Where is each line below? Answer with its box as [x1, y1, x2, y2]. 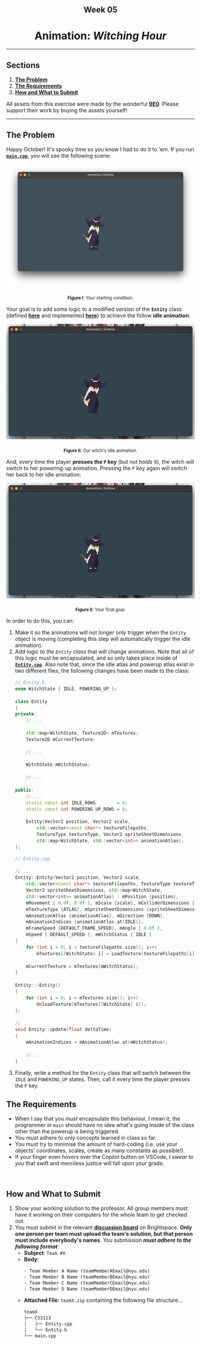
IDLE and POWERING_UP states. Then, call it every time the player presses [14, 1076, 190, 1083]
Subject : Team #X [23, 1250, 66, 1257]
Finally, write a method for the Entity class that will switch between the [14, 1069, 191, 1076]
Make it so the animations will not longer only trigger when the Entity [14, 629, 187, 636]
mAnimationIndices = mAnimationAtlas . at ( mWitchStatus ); [26, 1040, 168, 1046]
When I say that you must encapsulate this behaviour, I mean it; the [14, 1115, 181, 1122]
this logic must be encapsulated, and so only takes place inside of [14, 654, 178, 662]
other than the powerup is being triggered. [14, 1128, 120, 1135]
